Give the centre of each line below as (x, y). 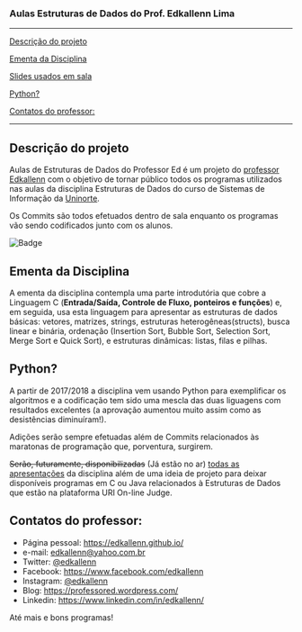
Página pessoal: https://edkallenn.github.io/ (103, 542)
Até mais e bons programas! (62, 617)
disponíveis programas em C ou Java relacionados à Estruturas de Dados (145, 483)
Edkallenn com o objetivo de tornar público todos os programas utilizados (146, 179)
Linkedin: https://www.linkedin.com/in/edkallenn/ (113, 600)
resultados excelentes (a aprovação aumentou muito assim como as (135, 410)
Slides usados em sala (51, 77)
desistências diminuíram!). (58, 419)
